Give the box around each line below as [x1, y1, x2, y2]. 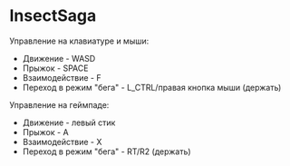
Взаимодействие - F [22, 72, 101, 83]
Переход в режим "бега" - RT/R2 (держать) [22, 146, 192, 157]
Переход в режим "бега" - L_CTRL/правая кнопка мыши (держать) [22, 82, 282, 93]
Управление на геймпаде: [9, 99, 110, 110]
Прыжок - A [22, 126, 70, 137]
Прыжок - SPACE [22, 63, 89, 73]
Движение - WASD [22, 53, 96, 63]
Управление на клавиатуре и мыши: [9, 35, 150, 46]
